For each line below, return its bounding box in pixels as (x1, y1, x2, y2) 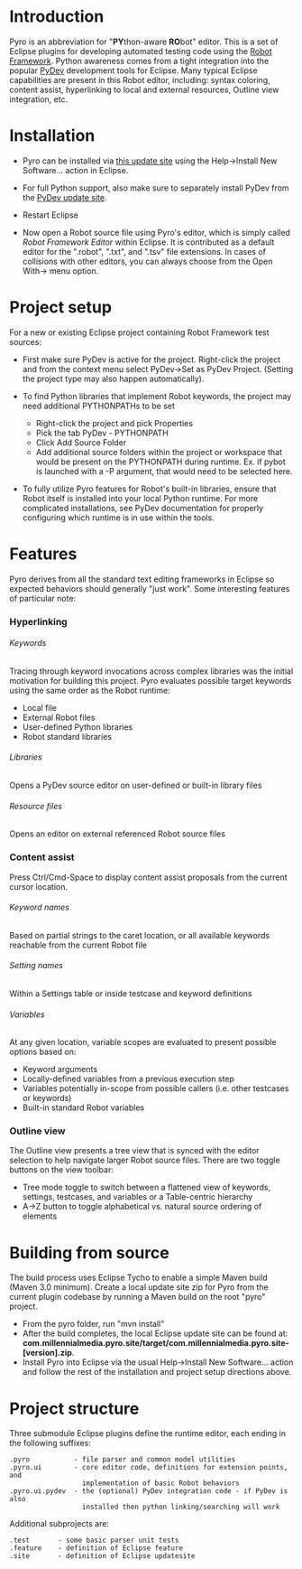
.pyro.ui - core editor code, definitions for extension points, (9, 1463, 288, 1472)
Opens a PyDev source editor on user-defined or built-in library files (9, 780, 262, 791)
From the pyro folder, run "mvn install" (22, 1319, 165, 1330)
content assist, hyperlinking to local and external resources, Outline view (9, 84, 279, 95)
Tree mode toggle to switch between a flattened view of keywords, (22, 1181, 271, 1193)
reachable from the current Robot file (9, 939, 147, 950)
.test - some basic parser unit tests (9, 1536, 179, 1546)
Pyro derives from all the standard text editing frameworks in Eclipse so (9, 574, 275, 584)
